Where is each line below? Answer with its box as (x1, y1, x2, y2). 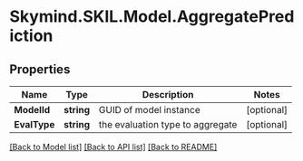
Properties (9, 62, 71, 77)
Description (142, 89, 194, 100)
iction (9, 25, 54, 46)
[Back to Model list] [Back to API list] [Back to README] (9, 142, 218, 152)
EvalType (14, 118, 55, 130)
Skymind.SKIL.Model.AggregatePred (9, 6, 295, 27)
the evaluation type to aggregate (98, 118, 238, 130)
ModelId (14, 104, 51, 116)
